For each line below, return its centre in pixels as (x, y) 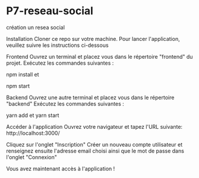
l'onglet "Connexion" (32, 157)
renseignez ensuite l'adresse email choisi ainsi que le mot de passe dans (95, 151)
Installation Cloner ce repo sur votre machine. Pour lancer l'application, (93, 39)
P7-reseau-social (50, 11)
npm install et (23, 74)
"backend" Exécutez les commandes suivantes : (65, 104)
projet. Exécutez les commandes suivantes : (60, 63)
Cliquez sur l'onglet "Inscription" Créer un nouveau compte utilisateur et (94, 144)
